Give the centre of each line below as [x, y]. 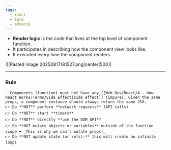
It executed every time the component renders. [62, 55]
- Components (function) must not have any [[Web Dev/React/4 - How [79, 93]
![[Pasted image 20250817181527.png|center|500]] [59, 64]
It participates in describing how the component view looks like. [79, 49]
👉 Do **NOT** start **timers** [39, 113]
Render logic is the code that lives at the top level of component [80, 39]
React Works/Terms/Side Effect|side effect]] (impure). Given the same [83, 97]
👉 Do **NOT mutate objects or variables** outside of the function [79, 126]
